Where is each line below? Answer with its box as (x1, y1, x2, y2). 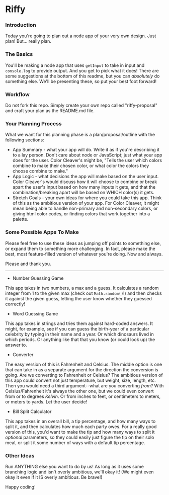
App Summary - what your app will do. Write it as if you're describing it (12, 147, 160, 153)
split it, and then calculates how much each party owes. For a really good (5, 424, 157, 430)
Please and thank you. (5, 261, 51, 267)
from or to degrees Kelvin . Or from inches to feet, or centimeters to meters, (5, 393, 161, 399)
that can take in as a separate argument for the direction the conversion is (5, 366, 158, 373)
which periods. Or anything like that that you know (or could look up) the (5, 336, 155, 343)
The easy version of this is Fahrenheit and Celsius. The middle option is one (5, 361, 162, 367)
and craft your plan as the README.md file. (5, 108, 95, 114)
